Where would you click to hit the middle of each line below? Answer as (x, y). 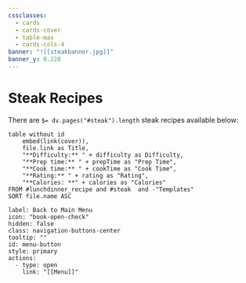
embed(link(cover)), (56, 141)
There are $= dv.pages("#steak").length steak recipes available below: (123, 119)
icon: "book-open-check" (49, 217)
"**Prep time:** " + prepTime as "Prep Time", (99, 162)
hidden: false (31, 224)
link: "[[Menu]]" (51, 272)
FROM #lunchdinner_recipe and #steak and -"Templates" (101, 189)
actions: (22, 258)
